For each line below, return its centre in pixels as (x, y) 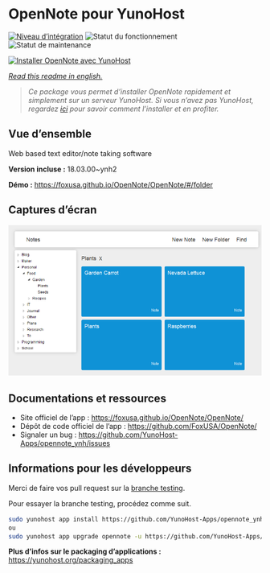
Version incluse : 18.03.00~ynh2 (63, 169)
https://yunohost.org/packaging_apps (71, 560)
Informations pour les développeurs (100, 469)
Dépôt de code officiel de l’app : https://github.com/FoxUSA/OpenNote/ (138, 426)
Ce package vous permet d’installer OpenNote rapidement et (129, 91)
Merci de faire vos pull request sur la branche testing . (97, 488)
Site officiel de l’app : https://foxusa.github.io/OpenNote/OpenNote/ (131, 417)
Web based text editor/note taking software (80, 153)
